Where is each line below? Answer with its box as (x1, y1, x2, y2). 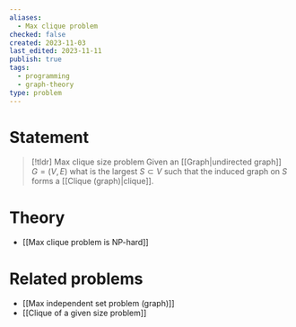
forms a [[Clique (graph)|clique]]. (30, 176, 154, 187)
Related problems (9, 269, 144, 288)
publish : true (9, 55, 63, 64)
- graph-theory (17, 80, 74, 89)
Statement (9, 127, 90, 147)
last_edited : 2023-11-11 (9, 47, 102, 56)
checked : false (9, 30, 66, 39)
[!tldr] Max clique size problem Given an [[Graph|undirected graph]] (30, 156, 283, 167)
